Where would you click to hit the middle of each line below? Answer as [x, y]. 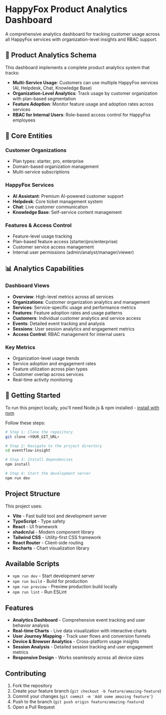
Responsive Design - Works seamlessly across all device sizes [78, 657]
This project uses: [24, 506]
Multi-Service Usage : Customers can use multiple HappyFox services [85, 82]
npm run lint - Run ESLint [39, 592]
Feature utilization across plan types [50, 369]
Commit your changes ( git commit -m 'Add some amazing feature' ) [83, 696]
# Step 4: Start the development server [48, 474]
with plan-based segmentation [44, 98]
